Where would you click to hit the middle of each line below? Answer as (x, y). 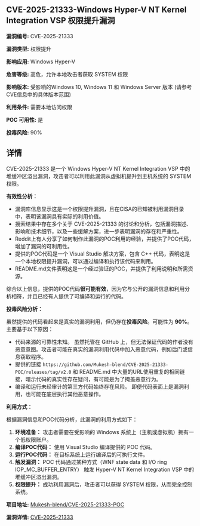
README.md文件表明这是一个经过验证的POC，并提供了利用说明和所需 (101, 269)
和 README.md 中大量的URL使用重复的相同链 (129, 371)
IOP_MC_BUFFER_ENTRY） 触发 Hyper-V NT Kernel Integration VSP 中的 (104, 469)
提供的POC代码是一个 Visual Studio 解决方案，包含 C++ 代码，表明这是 (102, 254)
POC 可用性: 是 (25, 119)
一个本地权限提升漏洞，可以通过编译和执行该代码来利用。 (85, 261)
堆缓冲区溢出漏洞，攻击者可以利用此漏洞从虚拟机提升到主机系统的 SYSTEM (99, 176)
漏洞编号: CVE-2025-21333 (40, 36)
